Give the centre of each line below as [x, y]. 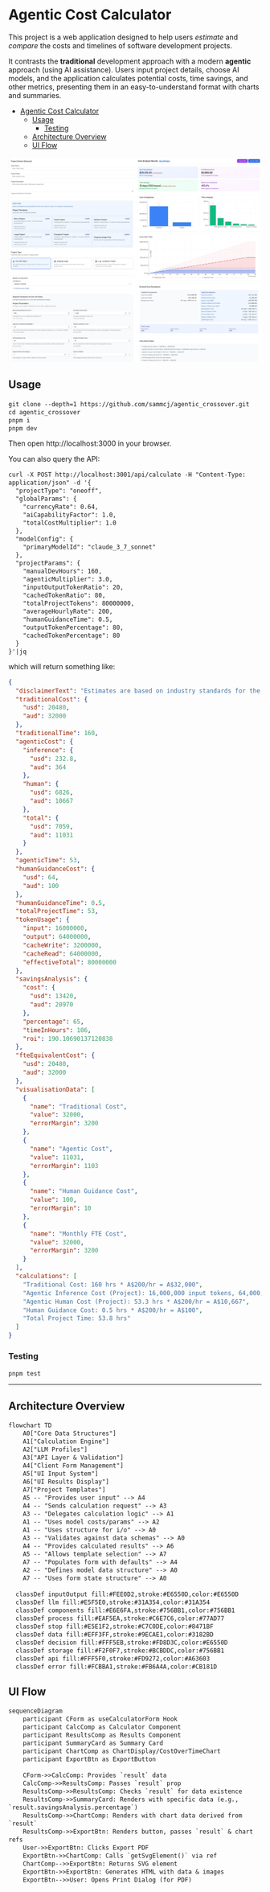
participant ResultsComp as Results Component [102, 1735]
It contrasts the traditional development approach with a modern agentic [130, 61]
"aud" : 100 [41, 886]
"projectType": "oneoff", [59, 491]
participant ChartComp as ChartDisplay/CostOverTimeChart [122, 1751]
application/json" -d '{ [50, 483]
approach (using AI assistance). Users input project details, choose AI [124, 69]
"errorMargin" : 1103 [64, 1166]
